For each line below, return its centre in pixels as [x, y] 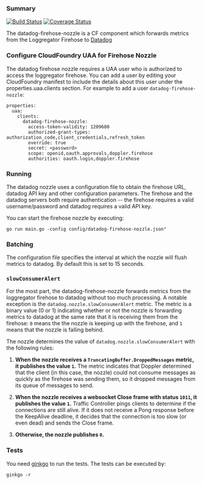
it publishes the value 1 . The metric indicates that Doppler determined [103, 366]
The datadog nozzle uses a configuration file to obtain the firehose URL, [96, 187]
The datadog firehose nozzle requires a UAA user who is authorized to [94, 68]
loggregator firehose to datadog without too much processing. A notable [97, 297]
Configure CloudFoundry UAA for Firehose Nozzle [82, 56]
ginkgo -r [19, 475]
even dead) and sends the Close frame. [64, 423]
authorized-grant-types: [59, 132]
